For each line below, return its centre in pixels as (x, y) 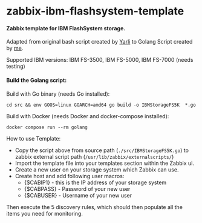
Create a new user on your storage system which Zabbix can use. (97, 169)
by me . (15, 48)
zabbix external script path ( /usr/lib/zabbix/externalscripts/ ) (94, 156)
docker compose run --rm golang (47, 127)
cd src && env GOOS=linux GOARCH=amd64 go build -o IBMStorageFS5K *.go (101, 105)
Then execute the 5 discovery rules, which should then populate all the (95, 207)
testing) (16, 66)
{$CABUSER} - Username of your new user (78, 195)
